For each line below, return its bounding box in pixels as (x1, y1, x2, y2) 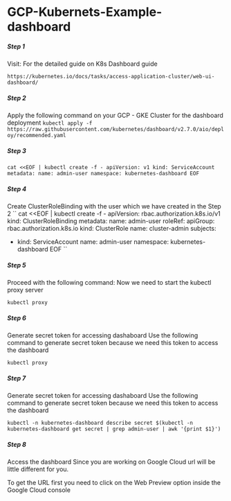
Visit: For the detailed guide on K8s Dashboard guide (7, 60, 158, 68)
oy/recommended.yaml (7, 132, 67, 139)
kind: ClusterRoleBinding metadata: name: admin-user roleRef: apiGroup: (7, 217, 215, 225)
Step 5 (7, 261, 26, 269)
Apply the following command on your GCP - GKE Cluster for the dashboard (7, 112, 223, 120)
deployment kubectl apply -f (7, 118, 93, 127)
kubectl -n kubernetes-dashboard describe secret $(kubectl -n (7, 419, 194, 426)
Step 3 (7, 146, 26, 155)
